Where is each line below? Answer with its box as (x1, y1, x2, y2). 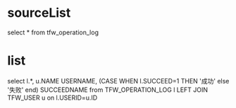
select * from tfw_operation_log (7, 28, 99, 36)
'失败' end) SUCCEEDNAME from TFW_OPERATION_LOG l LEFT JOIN (7, 86, 209, 94)
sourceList (7, 5, 71, 21)
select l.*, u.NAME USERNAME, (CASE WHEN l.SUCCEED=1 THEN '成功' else (7, 76, 230, 85)
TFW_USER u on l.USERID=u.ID (7, 93, 98, 102)
